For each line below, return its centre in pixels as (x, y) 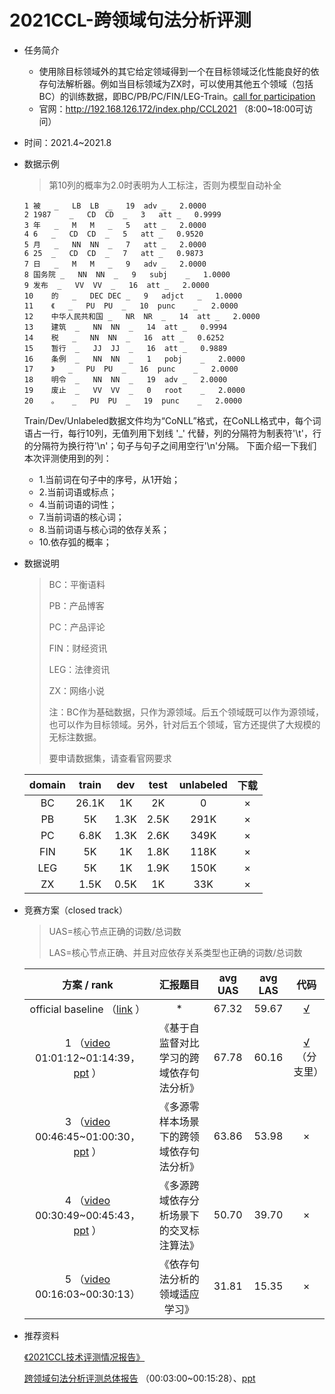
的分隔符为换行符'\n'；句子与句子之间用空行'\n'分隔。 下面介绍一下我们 (170, 445)
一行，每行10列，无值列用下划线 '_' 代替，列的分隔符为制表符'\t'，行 (181, 433)
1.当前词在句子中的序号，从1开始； (109, 479)
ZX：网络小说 (76, 690)
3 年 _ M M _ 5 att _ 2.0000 (115, 225)
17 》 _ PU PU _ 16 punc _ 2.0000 (131, 369)
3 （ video (87, 1121)
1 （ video (87, 1043)
